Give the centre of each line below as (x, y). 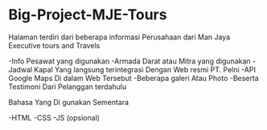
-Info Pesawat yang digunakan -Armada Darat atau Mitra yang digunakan (129, 61)
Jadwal (21, 69)
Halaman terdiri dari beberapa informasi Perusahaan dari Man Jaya (119, 37)
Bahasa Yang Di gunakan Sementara (69, 102)
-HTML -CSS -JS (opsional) (54, 117)
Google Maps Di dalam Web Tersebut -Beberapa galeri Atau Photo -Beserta (133, 78)
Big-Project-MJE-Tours (88, 15)
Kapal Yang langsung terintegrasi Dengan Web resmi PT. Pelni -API (145, 69)
